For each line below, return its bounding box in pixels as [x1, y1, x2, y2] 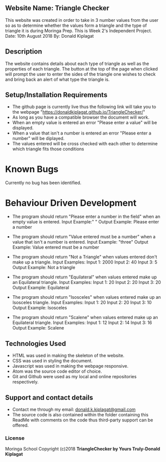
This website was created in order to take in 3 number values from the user [5, 17, 159, 23]
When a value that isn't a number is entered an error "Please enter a [12, 130, 152, 136]
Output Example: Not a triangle [12, 264, 75, 270]
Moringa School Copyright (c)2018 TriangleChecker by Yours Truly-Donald [5, 446, 160, 452]
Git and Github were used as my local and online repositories [12, 374, 137, 380]
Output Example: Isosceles [12, 305, 67, 311]
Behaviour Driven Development [5, 197, 137, 208]
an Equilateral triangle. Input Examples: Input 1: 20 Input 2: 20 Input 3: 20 [12, 279, 161, 285]
